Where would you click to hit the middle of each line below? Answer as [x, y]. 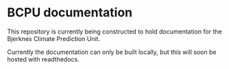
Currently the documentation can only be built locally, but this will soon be [112, 52]
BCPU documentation [70, 13]
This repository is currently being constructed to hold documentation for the [114, 31]
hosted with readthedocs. [44, 59]
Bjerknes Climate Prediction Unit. [54, 38]
